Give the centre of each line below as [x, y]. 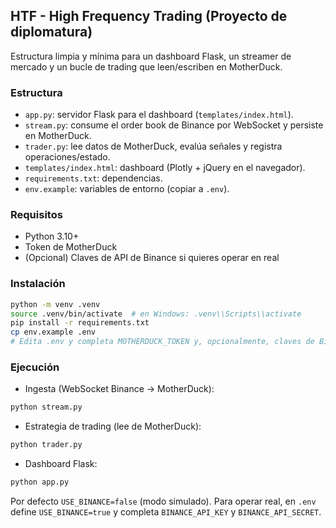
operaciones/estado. [67, 157]
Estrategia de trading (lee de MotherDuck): [113, 426]
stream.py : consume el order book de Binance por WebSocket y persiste [174, 125]
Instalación [38, 284]
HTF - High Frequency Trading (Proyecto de [149, 16]
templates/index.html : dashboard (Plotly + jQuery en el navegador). [165, 168]
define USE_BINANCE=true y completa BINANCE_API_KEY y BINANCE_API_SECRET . [166, 512]
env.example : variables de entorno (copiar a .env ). [127, 189]
